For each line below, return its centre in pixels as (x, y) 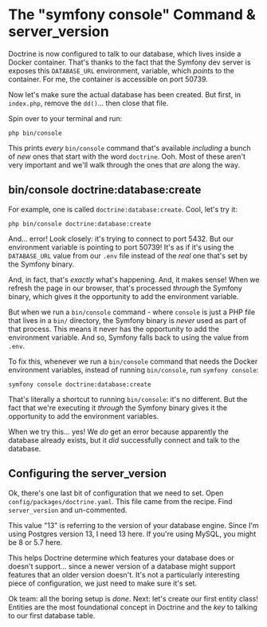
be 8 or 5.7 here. (35, 542)
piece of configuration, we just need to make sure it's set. (103, 583)
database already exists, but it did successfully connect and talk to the (124, 440)
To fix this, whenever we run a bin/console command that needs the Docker (133, 361)
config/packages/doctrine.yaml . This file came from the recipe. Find (120, 501)
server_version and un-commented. (68, 510)
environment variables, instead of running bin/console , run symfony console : (133, 369)
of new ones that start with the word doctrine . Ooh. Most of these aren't (127, 156)
